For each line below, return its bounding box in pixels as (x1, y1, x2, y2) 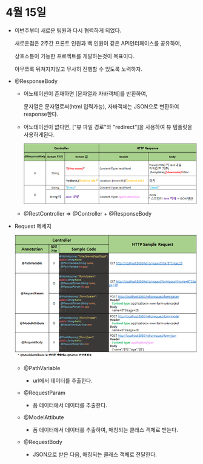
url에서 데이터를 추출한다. (32, 377, 93, 384)
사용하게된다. (23, 131, 55, 138)
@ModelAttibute (23, 413, 64, 421)
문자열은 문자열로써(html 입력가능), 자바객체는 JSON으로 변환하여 (23, 102, 179, 110)
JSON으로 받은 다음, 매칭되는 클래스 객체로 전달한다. (32, 451, 157, 458)
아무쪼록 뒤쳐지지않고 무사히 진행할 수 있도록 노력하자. (14, 65, 143, 73)
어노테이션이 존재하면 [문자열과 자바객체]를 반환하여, (23, 90, 148, 97)
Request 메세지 (14, 222, 52, 230)
